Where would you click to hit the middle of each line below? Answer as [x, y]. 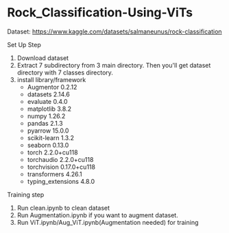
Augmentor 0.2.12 [52, 87]
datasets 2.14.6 [48, 94]
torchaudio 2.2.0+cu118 [60, 159]
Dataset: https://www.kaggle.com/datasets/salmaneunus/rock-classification [114, 31]
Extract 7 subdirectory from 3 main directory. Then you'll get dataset [114, 65]
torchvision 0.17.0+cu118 [61, 167]
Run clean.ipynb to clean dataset [63, 208]
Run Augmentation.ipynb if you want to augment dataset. [97, 215]
